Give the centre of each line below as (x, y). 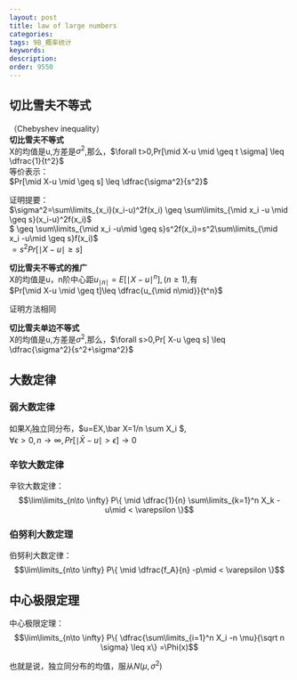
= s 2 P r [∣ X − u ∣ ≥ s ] (47, 248)
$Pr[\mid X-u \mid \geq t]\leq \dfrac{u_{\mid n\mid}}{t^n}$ (116, 291)
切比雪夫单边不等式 (44, 328)
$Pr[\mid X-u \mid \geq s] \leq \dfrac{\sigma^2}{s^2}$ (109, 182)
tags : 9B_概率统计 (41, 42)
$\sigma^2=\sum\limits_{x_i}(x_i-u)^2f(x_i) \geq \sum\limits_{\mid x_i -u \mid (149, 210)
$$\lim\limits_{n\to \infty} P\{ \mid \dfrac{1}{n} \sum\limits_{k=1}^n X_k (147, 500)
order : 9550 (31, 68)
